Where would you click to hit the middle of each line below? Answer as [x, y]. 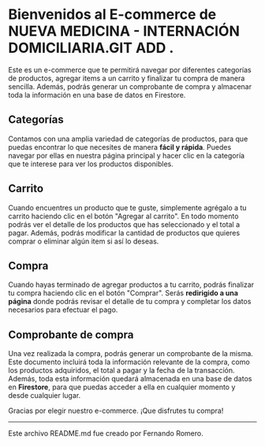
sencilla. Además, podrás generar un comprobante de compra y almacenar [130, 86]
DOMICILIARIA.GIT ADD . [91, 48]
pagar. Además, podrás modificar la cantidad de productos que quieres [124, 232]
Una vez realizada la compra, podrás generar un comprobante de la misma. [131, 354]
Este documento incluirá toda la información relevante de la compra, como [129, 362]
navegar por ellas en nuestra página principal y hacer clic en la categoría [127, 155]
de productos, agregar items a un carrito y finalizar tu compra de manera [127, 78]
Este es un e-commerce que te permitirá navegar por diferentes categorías [130, 69]
